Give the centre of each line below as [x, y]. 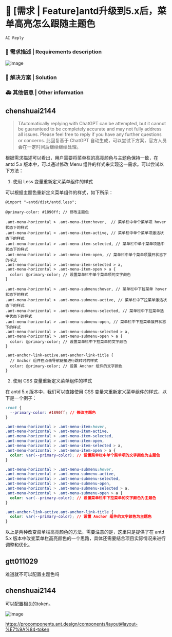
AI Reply [15, 38]
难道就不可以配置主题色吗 [32, 574]
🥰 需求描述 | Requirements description [53, 51]
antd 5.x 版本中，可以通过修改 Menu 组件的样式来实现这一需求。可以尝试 [82, 164]
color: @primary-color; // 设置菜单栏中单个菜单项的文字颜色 [70, 275]
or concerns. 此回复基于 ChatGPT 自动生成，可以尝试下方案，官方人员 [92, 140]
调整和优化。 [19, 545]
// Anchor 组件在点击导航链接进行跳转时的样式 [54, 360]
